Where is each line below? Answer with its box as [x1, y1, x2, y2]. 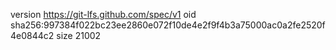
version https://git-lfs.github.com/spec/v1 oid [10, 9, 197, 20]
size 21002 [56, 30, 102, 41]
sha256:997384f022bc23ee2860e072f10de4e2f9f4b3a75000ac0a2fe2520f [10, 19, 326, 31]
